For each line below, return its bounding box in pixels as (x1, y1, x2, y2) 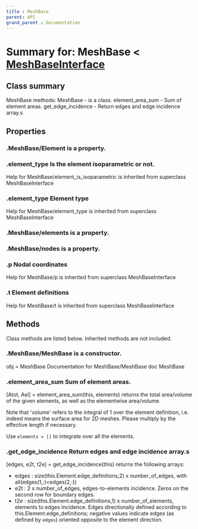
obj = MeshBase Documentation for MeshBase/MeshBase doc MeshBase (6, 363, 185, 370)
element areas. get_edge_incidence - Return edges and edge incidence (6, 103, 180, 110)
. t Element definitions (6, 289, 69, 297)
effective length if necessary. (6, 422, 77, 429)
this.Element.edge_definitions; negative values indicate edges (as (14, 510, 174, 517)
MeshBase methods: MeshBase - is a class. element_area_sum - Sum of (6, 97, 182, 104)
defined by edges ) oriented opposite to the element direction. (14, 516, 163, 523)
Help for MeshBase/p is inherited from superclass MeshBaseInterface (6, 274, 176, 281)
